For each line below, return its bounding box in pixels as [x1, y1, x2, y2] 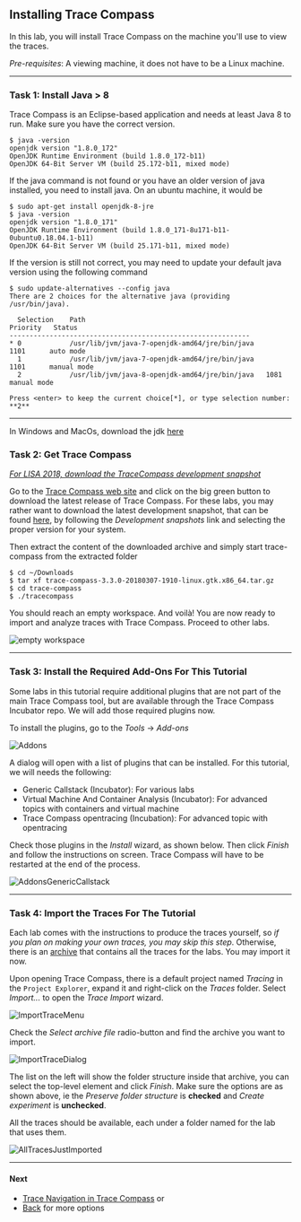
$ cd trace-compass [9, 584, 82, 593]
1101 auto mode [9, 347, 87, 356]
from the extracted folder [44, 551, 138, 562]
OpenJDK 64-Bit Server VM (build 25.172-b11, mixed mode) [9, 160, 230, 169]
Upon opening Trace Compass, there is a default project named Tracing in [9, 973, 284, 983]
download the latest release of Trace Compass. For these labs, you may [9, 495, 274, 506]
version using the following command [9, 266, 148, 277]
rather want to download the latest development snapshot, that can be [9, 505, 269, 516]
